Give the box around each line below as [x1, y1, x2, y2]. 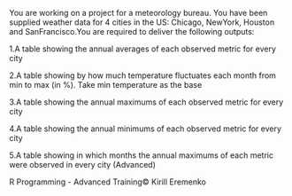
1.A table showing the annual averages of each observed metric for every [9, 43, 277, 54]
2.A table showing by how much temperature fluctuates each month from [9, 70, 277, 81]
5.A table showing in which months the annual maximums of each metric [9, 150, 274, 161]
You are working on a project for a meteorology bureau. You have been [9, 8, 268, 18]
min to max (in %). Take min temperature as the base [9, 80, 203, 90]
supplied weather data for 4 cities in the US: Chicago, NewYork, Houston [9, 17, 275, 27]
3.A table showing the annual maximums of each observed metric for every [9, 97, 284, 107]
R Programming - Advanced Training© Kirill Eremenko [9, 176, 206, 187]
